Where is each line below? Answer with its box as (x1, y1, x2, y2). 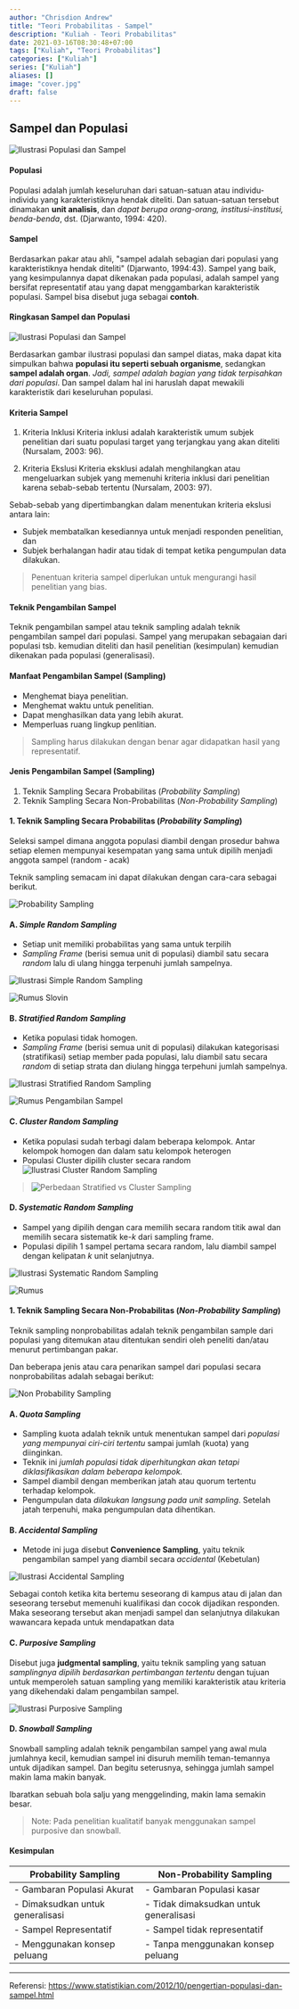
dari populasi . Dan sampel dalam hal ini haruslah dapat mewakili (9, 376, 245, 388)
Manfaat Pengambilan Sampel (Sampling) (9, 670, 166, 681)
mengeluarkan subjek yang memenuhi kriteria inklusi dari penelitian (21, 473, 270, 484)
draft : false (9, 87, 58, 96)
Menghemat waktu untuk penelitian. (21, 699, 154, 710)
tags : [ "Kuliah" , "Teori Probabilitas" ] (9, 46, 162, 55)
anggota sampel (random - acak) (9, 854, 131, 865)
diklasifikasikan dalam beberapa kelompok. (21, 1467, 183, 1477)
